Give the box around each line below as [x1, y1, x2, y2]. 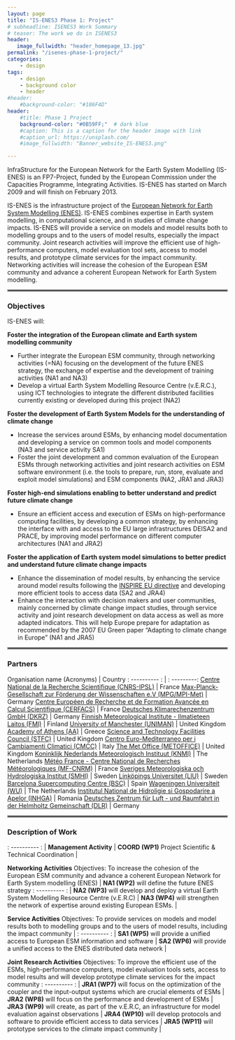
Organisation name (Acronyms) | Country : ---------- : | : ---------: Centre [7, 675, 220, 684]
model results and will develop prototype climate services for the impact [7, 973, 215, 981]
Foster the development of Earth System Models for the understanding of [7, 410, 225, 418]
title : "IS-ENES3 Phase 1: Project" [7, 17, 114, 24]
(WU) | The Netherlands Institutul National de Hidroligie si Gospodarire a [7, 786, 215, 795]
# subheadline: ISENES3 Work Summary [7, 23, 117, 30]
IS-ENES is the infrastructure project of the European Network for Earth [7, 201, 213, 210]
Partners [7, 659, 38, 669]
